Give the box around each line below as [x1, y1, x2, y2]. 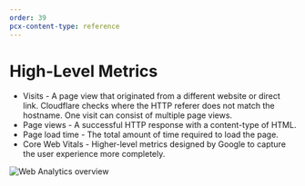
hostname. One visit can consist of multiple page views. [22, 110, 233, 121]
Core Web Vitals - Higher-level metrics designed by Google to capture [22, 139, 287, 150]
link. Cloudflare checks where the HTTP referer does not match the [22, 101, 275, 112]
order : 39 [9, 13, 47, 23]
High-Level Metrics [9, 61, 158, 82]
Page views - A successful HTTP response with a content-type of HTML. [22, 120, 297, 131]
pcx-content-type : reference [9, 22, 120, 31]
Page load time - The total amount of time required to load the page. [22, 129, 280, 141]
